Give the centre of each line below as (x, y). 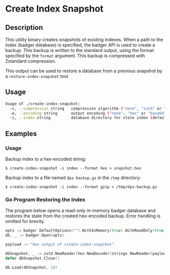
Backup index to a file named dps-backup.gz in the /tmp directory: (73, 178)
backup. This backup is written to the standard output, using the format (80, 50)
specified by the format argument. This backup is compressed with (75, 56)
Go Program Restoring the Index (45, 199)
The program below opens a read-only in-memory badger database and (80, 211)
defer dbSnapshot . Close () (32, 258)
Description (24, 28)
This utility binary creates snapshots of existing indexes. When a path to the (84, 39)
